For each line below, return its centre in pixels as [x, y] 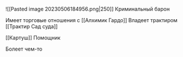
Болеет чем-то [24, 49]
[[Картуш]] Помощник [33, 38]
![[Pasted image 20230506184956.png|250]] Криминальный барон [88, 9]
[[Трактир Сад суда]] [32, 26]
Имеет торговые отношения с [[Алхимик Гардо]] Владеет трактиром [91, 20]
